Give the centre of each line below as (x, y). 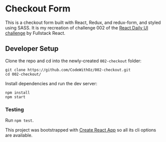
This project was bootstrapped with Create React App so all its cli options (81, 130)
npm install (17, 93)
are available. (19, 136)
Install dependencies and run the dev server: (51, 83)
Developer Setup (32, 49)
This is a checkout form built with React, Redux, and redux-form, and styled (83, 22)
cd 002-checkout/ (23, 74)
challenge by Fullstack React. (35, 33)
